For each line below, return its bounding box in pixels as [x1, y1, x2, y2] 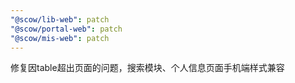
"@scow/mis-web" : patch [10, 33, 110, 43]
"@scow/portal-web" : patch [10, 24, 123, 34]
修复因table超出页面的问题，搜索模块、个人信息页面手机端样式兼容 [10, 62, 285, 74]
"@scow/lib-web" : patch [10, 14, 110, 25]
